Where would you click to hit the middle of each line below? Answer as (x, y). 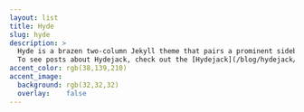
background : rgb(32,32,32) (68, 85)
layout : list (34, 18)
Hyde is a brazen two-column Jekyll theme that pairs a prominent (145, 51)
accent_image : (36, 77)
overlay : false (52, 93)
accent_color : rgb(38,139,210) (68, 69)
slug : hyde (30, 34)
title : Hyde (32, 26)
